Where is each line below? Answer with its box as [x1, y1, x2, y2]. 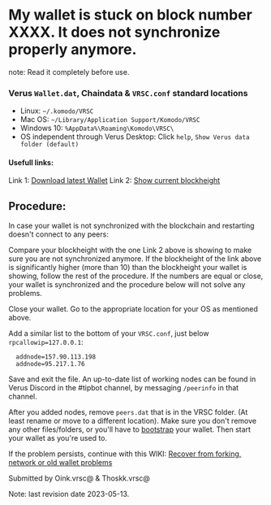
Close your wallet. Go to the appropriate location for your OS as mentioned [8, 304, 258, 314]
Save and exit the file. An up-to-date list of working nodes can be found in [8, 374, 256, 384]
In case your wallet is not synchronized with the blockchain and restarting [8, 221, 255, 231]
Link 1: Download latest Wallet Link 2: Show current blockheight [8, 176, 221, 185]
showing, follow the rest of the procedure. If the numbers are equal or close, [8, 271, 264, 281]
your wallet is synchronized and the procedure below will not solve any [8, 280, 246, 290]
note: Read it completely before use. [8, 67, 130, 76]
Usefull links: [8, 157, 54, 168]
